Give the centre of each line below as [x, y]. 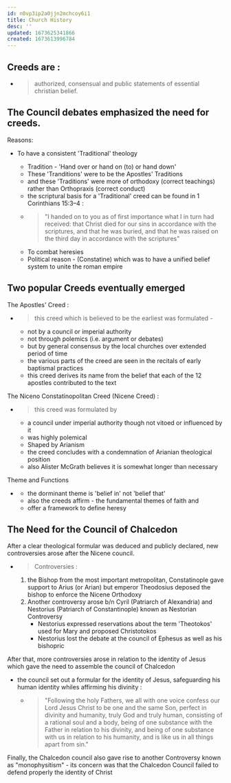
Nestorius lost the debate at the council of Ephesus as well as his [130, 638]
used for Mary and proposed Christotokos [97, 631]
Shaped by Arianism [56, 444]
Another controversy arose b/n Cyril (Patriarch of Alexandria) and [120, 602]
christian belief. [56, 91]
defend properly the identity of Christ [60, 773]
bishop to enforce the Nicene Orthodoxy [85, 595]
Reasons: [20, 140]
